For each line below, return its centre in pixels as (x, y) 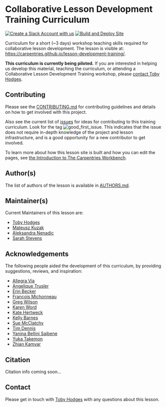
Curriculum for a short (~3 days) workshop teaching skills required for (77, 43)
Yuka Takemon (28, 339)
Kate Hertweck (28, 313)
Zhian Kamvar (27, 344)
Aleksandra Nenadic (33, 233)
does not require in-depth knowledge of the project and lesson (69, 132)
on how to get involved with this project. (46, 112)
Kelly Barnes (25, 318)
